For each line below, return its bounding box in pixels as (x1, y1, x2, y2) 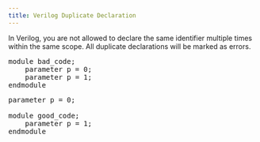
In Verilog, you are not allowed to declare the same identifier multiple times (8, 33, 253, 43)
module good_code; (8, 111, 80, 120)
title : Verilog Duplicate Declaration (8, 11, 136, 20)
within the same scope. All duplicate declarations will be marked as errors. (8, 41, 251, 51)
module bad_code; (8, 57, 75, 65)
